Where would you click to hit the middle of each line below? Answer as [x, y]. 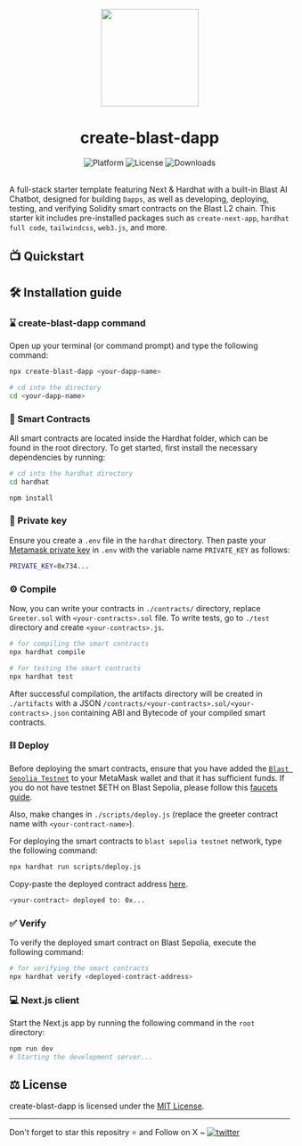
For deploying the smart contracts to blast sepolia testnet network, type [146, 841]
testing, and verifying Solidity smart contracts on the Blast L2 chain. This [143, 208]
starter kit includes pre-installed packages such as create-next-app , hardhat [149, 218]
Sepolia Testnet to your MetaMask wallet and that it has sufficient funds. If [147, 777]
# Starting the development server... [81, 1057]
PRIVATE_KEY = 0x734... [49, 566]
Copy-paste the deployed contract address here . [99, 884]
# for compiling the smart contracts [79, 644]
